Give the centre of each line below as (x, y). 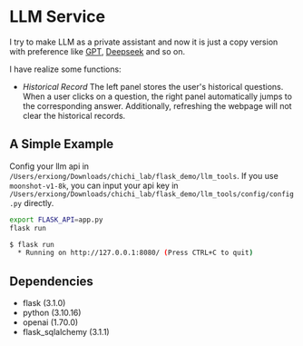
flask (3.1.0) (44, 303)
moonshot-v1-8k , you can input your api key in (94, 185)
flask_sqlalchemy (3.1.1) (66, 332)
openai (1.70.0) (50, 322)
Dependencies (51, 281)
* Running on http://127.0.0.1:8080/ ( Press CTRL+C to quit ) (136, 253)
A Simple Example (62, 144)
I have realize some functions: (65, 69)
